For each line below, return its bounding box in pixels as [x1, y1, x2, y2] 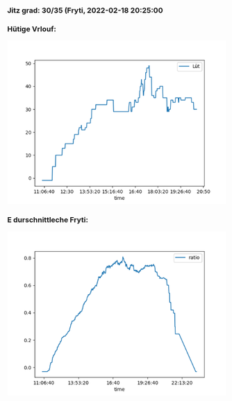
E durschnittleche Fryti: [7, 215, 89, 225]
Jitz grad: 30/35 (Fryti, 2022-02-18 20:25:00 [7, 6, 163, 15]
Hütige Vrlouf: [7, 24, 57, 33]
